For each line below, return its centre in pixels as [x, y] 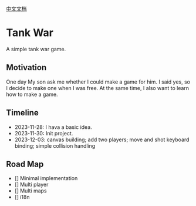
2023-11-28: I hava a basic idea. [53, 127]
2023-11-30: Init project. [44, 133]
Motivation [26, 67]
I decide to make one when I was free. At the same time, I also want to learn [98, 88]
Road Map [25, 164]
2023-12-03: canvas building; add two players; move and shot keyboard [102, 139]
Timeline [23, 113]
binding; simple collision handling [55, 145]
